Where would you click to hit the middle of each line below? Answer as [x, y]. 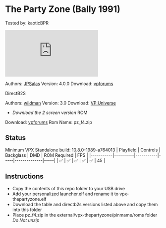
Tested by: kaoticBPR [27, 23]
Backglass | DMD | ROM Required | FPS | [47, 155]
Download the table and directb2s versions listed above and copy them [85, 204]
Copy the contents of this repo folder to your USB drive [69, 188]
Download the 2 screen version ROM [50, 113]
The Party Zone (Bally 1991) [63, 9]
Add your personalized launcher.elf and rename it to [65, 194]
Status [16, 138]
